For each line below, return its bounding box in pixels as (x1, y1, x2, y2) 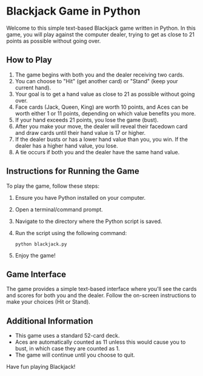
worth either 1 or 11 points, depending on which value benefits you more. (15, 109, 196, 117)
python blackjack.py (15, 241, 67, 247)
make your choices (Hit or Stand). (6, 298, 91, 306)
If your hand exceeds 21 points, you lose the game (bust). (15, 116, 159, 123)
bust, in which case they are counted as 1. (15, 345, 120, 352)
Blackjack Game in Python (6, 4, 141, 18)
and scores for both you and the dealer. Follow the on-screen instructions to (6, 292, 196, 299)
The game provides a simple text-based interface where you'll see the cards (6, 285, 197, 293)
